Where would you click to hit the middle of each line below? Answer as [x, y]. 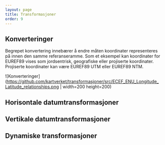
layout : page [19, 10]
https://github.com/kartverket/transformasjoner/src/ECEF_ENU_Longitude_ [83, 82]
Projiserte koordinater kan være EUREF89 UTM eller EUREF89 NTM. [74, 67]
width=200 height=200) [87, 87]
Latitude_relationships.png [32, 87]
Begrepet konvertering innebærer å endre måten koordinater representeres [82, 51]
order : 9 [14, 19]
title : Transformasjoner [31, 14]
